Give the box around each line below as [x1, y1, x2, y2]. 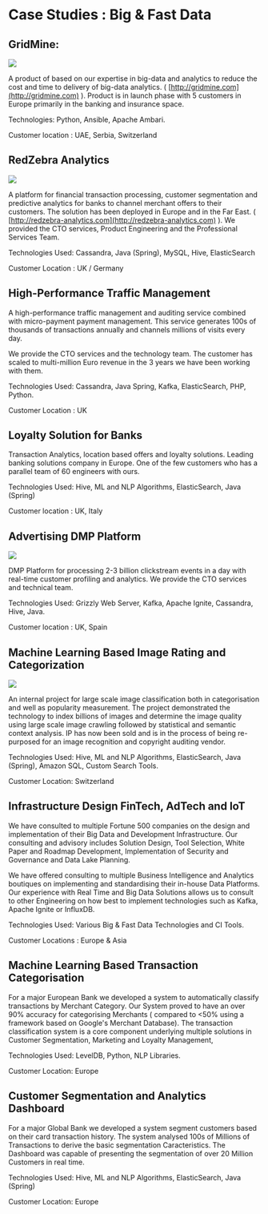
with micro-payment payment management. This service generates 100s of [8, 316, 257, 326]
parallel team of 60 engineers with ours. [8, 467, 140, 476]
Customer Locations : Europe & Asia [8, 935, 127, 945]
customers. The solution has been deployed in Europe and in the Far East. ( [8, 207, 256, 216]
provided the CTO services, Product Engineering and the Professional [8, 223, 238, 233]
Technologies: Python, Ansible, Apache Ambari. [8, 115, 166, 124]
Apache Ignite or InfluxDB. [8, 904, 95, 914]
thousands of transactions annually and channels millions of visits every [8, 324, 246, 334]
